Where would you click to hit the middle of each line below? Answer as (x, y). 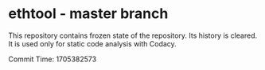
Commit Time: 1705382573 (53, 59)
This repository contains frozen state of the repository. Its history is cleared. (132, 35)
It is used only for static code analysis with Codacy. (92, 43)
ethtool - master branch (88, 14)
